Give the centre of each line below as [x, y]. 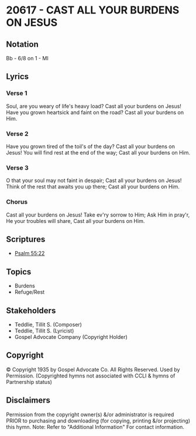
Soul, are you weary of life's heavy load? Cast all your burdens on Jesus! [94, 106]
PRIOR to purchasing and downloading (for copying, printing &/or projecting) [98, 420]
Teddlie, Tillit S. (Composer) [48, 325]
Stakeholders [31, 310]
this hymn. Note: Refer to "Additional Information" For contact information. [95, 427]
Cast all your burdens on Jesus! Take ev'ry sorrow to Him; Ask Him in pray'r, [98, 215]
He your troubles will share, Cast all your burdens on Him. [75, 221]
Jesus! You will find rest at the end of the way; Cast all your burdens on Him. [98, 152]
